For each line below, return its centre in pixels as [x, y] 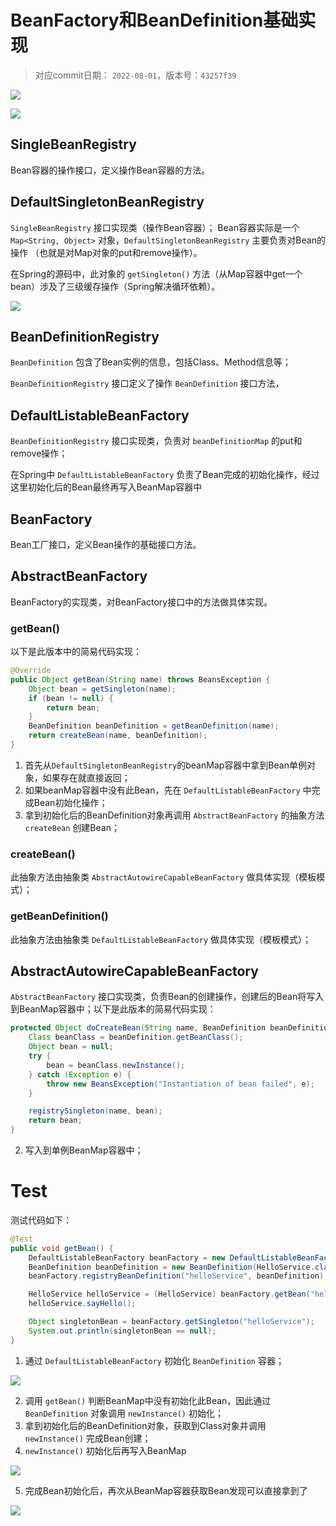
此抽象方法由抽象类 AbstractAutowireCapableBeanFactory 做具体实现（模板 [163, 877]
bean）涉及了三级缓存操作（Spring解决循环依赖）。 [115, 286]
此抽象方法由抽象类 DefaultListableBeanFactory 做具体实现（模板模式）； [161, 939]
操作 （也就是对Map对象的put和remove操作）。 [106, 252]
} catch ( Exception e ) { [80, 1074]
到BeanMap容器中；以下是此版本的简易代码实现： [113, 1009]
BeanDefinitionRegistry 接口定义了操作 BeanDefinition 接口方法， [147, 383]
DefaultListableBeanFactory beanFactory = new [127, 1257]
